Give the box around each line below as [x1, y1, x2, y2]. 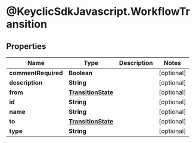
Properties [6, 41, 46, 51]
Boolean [68, 69, 93, 77]
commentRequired [9, 69, 63, 77]
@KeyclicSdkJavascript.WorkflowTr [6, 5, 191, 18]
